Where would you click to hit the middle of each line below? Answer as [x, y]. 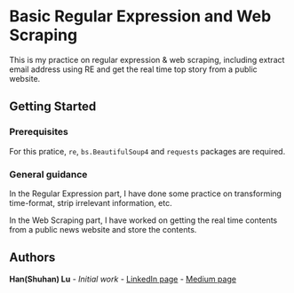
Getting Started [53, 107]
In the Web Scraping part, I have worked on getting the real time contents [143, 220]
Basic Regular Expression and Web [140, 16]
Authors [32, 258]
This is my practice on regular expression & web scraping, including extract [147, 59]
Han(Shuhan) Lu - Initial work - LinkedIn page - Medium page [123, 279]
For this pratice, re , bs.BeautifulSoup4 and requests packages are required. [147, 151]
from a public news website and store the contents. [103, 229]
